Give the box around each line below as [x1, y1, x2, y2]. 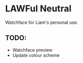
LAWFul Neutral [5, 3, 71, 14]
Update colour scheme [12, 52, 60, 58]
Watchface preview [12, 47, 52, 53]
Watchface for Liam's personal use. [5, 19, 78, 25]
